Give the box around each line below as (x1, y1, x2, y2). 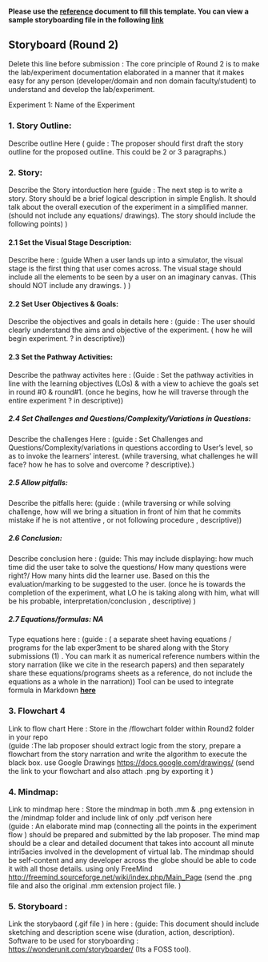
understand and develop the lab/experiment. (8, 85, 155, 94)
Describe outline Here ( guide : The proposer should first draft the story (8, 138, 244, 148)
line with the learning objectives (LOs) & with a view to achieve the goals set (8, 379, 259, 388)
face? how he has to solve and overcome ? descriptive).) (8, 459, 195, 469)
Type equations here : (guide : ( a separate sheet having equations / (8, 635, 232, 644)
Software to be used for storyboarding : (8, 936, 138, 946)
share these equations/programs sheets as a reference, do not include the (8, 668, 254, 678)
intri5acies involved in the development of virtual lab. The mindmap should (8, 847, 254, 856)
